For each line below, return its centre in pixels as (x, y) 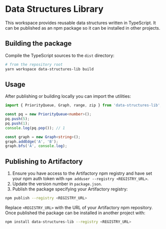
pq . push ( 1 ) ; (17, 123)
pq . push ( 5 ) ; (17, 119)
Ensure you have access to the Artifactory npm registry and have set (82, 173)
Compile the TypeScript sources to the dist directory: (60, 55)
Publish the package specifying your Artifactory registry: (70, 189)
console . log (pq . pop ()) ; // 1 (35, 128)
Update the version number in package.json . (57, 184)
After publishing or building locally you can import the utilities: (68, 96)
